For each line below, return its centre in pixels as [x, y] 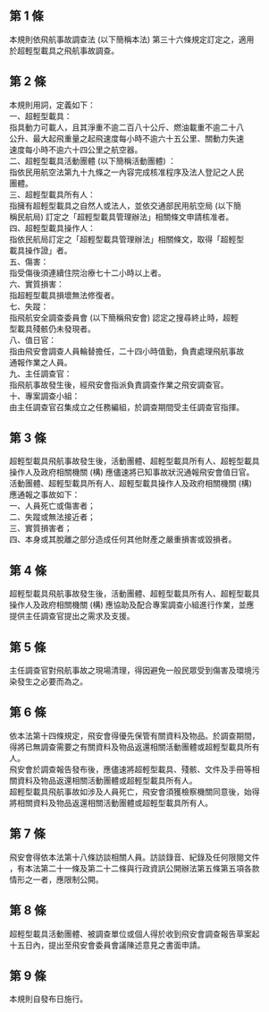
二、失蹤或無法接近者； [52, 517]
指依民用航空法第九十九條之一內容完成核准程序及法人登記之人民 [126, 172]
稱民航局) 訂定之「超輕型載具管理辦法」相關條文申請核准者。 [122, 217]
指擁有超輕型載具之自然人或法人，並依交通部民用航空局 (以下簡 [126, 205]
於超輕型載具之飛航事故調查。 [64, 50]
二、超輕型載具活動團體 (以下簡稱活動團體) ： [93, 160]
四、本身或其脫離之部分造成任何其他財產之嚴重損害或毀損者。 [123, 539]
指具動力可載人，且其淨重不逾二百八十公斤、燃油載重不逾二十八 [126, 127]
